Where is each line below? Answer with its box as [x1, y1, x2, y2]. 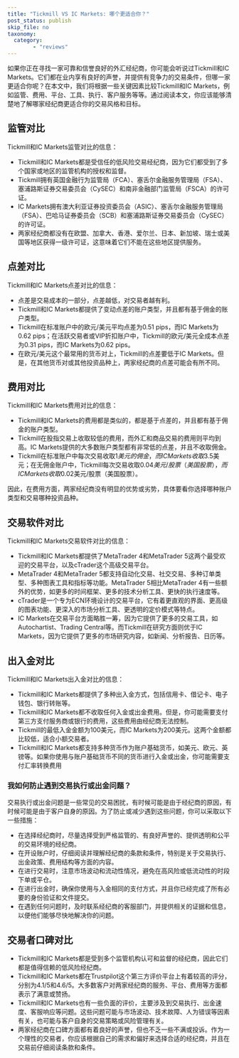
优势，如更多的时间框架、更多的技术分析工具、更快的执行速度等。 [30, 588, 224, 596]
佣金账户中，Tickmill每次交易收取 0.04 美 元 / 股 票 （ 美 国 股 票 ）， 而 [42, 460, 228, 470]
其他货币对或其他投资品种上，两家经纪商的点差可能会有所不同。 [36, 358, 224, 366]
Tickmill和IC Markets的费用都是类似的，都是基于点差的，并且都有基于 [17, 416, 222, 425]
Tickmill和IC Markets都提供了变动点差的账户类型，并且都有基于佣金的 [17, 305, 222, 313]
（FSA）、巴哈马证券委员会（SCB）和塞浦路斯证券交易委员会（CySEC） [17, 211, 228, 219]
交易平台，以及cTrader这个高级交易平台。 [30, 561, 153, 569]
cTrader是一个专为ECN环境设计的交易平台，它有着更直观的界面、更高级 [17, 596, 228, 605]
